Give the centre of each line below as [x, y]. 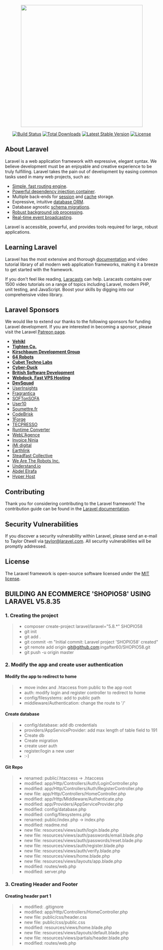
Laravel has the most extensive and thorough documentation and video [76, 259]
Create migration [41, 740]
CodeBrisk [23, 414]
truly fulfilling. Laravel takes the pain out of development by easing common [81, 172]
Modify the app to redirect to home [41, 676]
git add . [33, 637]
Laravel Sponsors [32, 310]
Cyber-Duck [25, 367]
